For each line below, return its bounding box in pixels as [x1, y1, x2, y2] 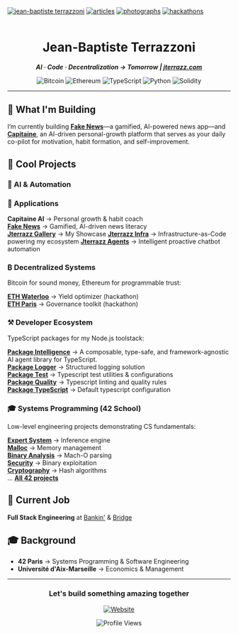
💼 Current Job [7, 494, 70, 506]
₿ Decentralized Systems [7, 262, 96, 272]
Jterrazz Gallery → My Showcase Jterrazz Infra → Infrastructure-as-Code [7, 230, 227, 239]
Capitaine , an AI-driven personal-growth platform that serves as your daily [7, 130, 226, 138]
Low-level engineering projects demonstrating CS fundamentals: [7, 422, 196, 430]
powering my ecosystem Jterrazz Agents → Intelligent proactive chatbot [7, 237, 221, 246]
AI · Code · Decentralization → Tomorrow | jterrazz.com [35, 62, 203, 71]
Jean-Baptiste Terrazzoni [42, 39, 196, 55]
